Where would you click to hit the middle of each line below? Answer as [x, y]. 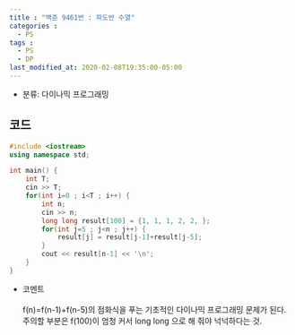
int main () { [34, 171]
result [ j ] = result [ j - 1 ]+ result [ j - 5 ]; [130, 237]
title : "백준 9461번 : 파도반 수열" [72, 17]
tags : [22, 43]
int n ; [54, 204]
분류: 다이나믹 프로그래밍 [65, 94]
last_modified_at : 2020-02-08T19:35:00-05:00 [95, 68]
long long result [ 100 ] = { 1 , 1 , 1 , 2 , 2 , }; [126, 220]
